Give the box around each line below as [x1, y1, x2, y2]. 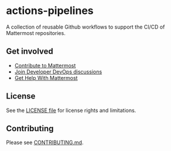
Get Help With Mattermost [14, 74, 78, 81]
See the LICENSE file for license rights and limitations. [6, 107, 136, 114]
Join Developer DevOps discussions [14, 68, 102, 75]
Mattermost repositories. [6, 29, 66, 36]
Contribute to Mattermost [14, 62, 76, 69]
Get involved [6, 47, 54, 57]
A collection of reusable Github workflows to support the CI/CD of [6, 23, 165, 30]
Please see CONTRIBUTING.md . [6, 139, 84, 146]
